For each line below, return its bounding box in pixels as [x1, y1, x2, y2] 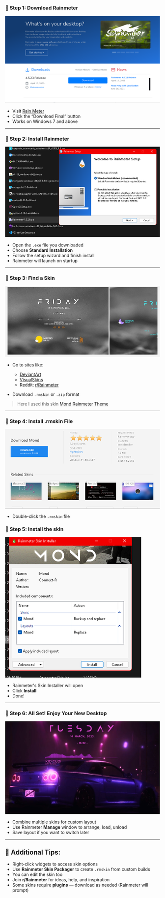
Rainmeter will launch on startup [12, 258, 78, 264]
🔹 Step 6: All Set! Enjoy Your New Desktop [5, 710, 107, 717]
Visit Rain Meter [12, 108, 45, 114]
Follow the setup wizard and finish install [12, 253, 95, 259]
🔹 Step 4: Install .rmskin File [5, 418, 73, 424]
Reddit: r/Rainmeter [19, 382, 59, 388]
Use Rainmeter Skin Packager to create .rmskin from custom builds [12, 867, 151, 872]
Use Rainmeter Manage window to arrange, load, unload [12, 824, 127, 830]
